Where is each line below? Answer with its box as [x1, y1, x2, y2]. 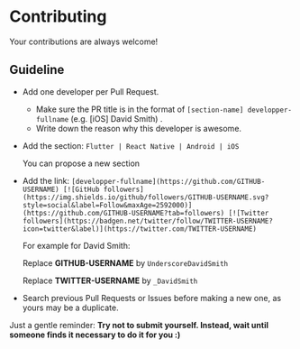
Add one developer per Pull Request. [22, 86, 159, 96]
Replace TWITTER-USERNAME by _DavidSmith [22, 275, 198, 286]
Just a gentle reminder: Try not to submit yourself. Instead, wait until [9, 319, 268, 330]
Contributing [9, 6, 107, 27]
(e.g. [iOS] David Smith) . [70, 113, 163, 124]
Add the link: [22, 175, 70, 186]
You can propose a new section [22, 158, 141, 169]
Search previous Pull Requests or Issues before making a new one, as [22, 292, 282, 303]
